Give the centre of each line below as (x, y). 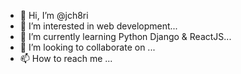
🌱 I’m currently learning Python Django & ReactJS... (125, 36)
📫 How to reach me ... (66, 58)
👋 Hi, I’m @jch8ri (54, 15)
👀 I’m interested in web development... (98, 26)
